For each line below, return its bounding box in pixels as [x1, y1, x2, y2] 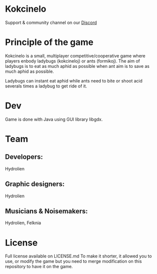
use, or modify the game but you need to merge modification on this [5, 258, 142, 264]
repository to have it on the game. [5, 264, 73, 270]
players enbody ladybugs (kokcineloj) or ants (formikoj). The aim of [5, 58, 140, 64]
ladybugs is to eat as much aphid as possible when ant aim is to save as [5, 63, 150, 69]
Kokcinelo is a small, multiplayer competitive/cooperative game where [5, 53, 145, 59]
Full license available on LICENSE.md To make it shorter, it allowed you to [5, 253, 152, 259]
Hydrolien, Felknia [5, 220, 41, 226]
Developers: [5, 153, 43, 161]
